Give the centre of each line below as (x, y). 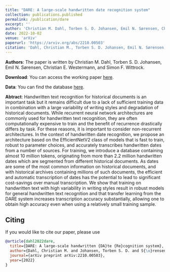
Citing (15, 220)
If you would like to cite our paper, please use (53, 232)
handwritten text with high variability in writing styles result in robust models (85, 188)
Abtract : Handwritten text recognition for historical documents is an (76, 97)
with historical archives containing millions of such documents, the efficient (84, 172)
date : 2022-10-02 (24, 33)
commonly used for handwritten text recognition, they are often (71, 118)
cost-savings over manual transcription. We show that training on (73, 183)
